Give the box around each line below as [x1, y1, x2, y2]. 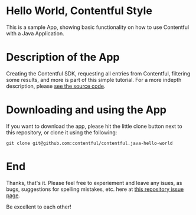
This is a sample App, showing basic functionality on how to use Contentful [6, 24, 190, 31]
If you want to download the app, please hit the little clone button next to [6, 123, 182, 130]
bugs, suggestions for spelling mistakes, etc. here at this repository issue [6, 186, 184, 193]
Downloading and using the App [6, 103, 167, 117]
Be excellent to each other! [6, 203, 72, 210]
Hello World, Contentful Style [6, 4, 152, 18]
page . [6, 191, 21, 199]
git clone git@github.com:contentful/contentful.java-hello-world [6, 140, 173, 146]
